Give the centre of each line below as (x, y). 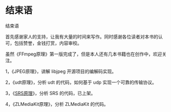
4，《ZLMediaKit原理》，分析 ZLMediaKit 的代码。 (57, 104)
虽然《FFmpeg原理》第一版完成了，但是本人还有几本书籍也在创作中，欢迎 (84, 54)
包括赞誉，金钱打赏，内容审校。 (48, 43)
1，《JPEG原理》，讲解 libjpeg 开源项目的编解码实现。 (61, 71)
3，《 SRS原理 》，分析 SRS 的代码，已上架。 (51, 93)
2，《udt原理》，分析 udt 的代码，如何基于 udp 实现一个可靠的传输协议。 (81, 82)
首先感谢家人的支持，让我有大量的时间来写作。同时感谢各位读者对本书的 (82, 36)
